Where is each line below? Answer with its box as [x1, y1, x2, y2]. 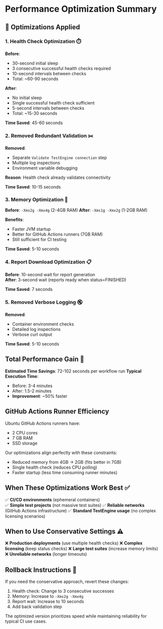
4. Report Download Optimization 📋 [5, 259, 92, 265]
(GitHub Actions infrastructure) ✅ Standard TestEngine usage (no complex [5, 507, 156, 514]
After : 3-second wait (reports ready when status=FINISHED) [5, 277, 127, 282]
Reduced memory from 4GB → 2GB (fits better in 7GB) [12, 459, 122, 465]
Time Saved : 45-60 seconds [5, 120, 63, 126]
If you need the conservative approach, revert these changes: [5, 579, 129, 585]
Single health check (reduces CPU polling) [12, 464, 97, 470]
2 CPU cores [12, 430, 38, 435]
